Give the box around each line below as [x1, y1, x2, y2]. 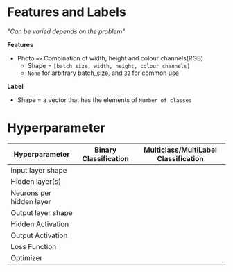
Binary [94, 145, 116, 155]
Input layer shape [10, 165, 67, 175]
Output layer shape [10, 207, 73, 217]
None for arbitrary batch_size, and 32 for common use [27, 69, 179, 77]
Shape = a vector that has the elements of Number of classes [17, 95, 192, 104]
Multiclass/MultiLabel [143, 145, 217, 155]
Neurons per [10, 188, 52, 198]
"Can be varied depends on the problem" [7, 27, 126, 35]
